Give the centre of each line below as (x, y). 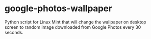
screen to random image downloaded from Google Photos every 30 (73, 27)
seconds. (14, 32)
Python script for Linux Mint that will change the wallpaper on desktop (75, 22)
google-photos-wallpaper (58, 9)
